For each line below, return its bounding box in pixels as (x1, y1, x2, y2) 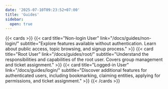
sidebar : (5, 17, 24, 22)
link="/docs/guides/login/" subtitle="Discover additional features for (5, 67, 147, 73)
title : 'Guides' (5, 12, 39, 17)
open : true (10, 21, 33, 27)
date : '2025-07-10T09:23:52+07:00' (5, 7, 80, 13)
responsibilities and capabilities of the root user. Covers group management (5, 56, 163, 63)
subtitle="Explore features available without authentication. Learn (20, 41, 156, 47)
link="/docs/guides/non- (100, 35, 151, 41)
